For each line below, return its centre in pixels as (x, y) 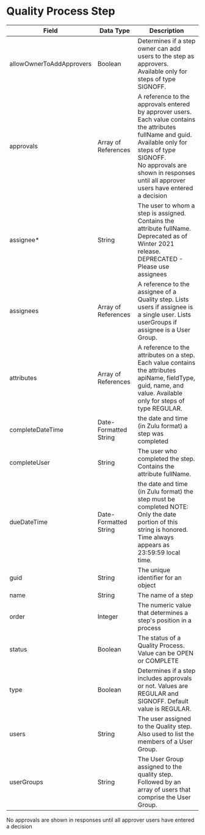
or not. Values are (163, 686)
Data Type (115, 30)
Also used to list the (166, 734)
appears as (153, 545)
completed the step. (166, 459)
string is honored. (163, 529)
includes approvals (165, 678)
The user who (157, 451)
